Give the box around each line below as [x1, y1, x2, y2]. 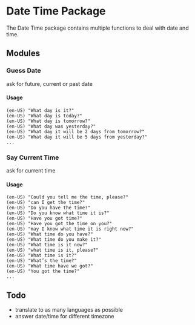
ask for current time [6, 167, 56, 174]
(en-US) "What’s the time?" [6, 258, 78, 264]
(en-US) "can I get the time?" [6, 200, 85, 206]
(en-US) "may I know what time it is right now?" [6, 226, 134, 232]
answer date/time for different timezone [15, 313, 114, 320]
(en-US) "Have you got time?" [6, 215, 83, 222]
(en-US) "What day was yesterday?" [6, 123, 96, 130]
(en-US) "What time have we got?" [6, 263, 94, 269]
